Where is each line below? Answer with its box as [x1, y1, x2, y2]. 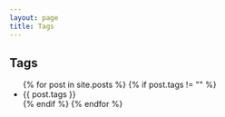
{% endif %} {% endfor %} [22, 99, 123, 110]
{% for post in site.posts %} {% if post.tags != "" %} [22, 79, 217, 91]
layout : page [9, 13, 59, 23]
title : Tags [9, 22, 54, 31]
